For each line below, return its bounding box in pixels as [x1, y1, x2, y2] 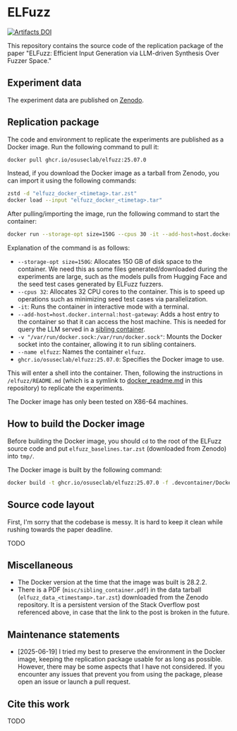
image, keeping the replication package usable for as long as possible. [17, 655, 223, 664]
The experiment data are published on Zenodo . [7, 96, 145, 104]
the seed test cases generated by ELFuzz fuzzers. [17, 280, 164, 289]
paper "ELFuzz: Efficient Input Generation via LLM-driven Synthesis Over [7, 49, 220, 57]
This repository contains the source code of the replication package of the [7, 41, 224, 50]
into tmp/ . [7, 451, 35, 460]
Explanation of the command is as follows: [7, 243, 130, 252]
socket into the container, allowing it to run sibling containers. [17, 340, 196, 349]
